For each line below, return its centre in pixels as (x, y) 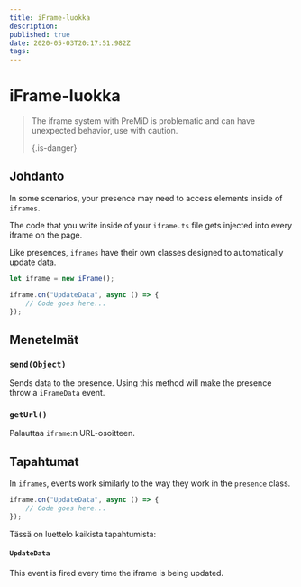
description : (34, 26)
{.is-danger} (54, 148)
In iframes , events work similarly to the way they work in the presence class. (150, 483)
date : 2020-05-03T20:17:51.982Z (70, 43)
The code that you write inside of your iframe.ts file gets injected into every (151, 225)
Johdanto (37, 177)
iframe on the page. (46, 235)
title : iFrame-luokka (50, 18)
